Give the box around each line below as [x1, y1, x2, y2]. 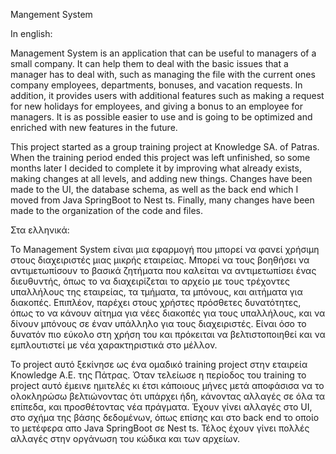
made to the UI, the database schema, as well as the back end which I [10, 184, 299, 195]
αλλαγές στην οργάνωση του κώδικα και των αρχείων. [10, 433, 241, 444]
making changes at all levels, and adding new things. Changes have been [10, 173, 313, 184]
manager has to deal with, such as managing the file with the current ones [10, 69, 316, 80]
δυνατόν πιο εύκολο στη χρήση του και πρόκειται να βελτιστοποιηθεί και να [10, 329, 326, 340]
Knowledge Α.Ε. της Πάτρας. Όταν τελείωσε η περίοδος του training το [10, 369, 307, 381]
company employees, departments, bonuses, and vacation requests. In [10, 79, 303, 91]
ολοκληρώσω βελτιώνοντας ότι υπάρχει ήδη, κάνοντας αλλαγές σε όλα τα [10, 390, 326, 402]
